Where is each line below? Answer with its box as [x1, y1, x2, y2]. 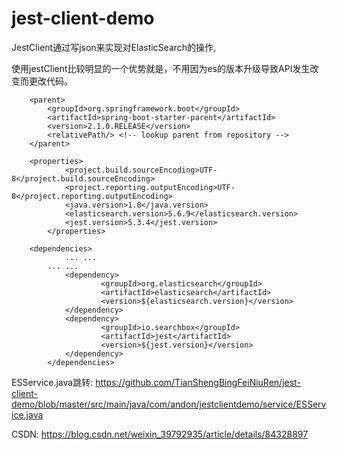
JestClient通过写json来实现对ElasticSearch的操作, [11, 41, 217, 53]
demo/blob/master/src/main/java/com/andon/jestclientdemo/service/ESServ [11, 398, 327, 410]
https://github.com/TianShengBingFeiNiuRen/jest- [95, 376, 301, 388]
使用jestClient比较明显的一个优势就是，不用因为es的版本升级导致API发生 [11, 62, 311, 74]
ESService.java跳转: [11, 376, 94, 388]
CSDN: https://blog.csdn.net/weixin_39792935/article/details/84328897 [11, 428, 309, 440]
